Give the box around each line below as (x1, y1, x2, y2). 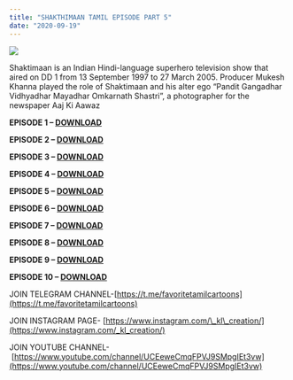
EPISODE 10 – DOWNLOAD (9, 271, 108, 282)
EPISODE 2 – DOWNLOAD (9, 134, 104, 144)
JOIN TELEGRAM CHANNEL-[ (9, 289, 118, 299)
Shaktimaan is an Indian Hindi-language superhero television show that (9, 62, 268, 73)
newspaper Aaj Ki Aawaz (9, 99, 100, 111)
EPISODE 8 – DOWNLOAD (9, 237, 104, 248)
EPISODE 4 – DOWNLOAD (9, 168, 104, 179)
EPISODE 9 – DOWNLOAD (9, 254, 104, 265)
